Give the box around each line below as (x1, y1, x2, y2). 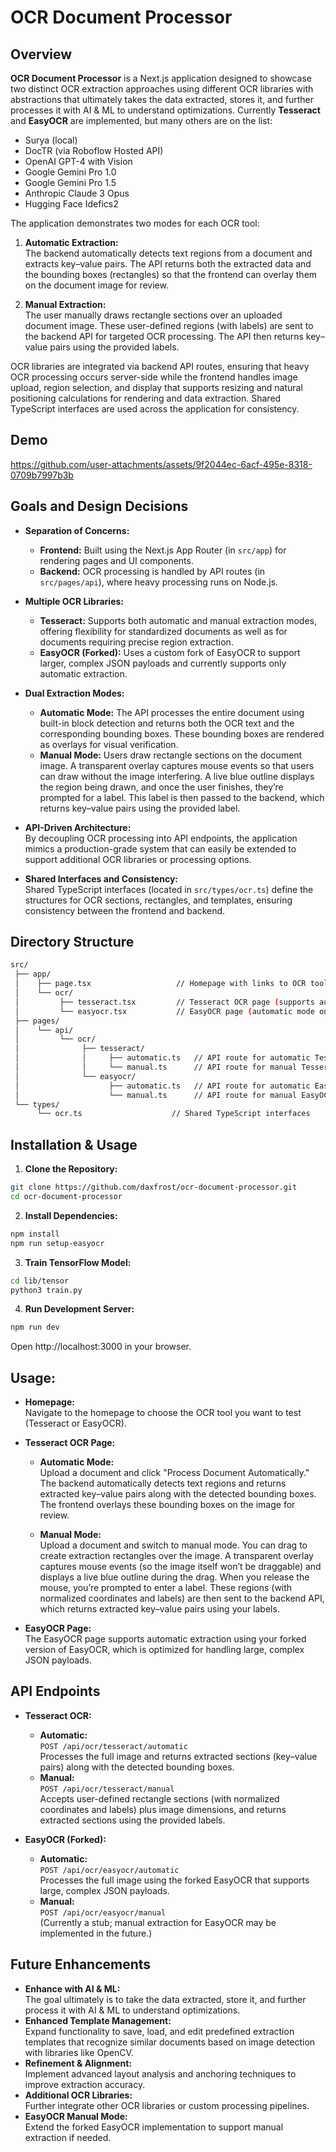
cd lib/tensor (10, 1276, 70, 1286)
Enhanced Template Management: (24, 2014, 172, 2026)
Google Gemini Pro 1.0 (24, 166, 117, 178)
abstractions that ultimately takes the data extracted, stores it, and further (10, 94, 314, 105)
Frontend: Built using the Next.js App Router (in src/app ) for (39, 544, 287, 556)
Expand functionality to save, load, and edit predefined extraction (24, 2025, 295, 2037)
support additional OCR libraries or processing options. (24, 853, 252, 865)
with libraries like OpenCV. (24, 2046, 134, 2058)
